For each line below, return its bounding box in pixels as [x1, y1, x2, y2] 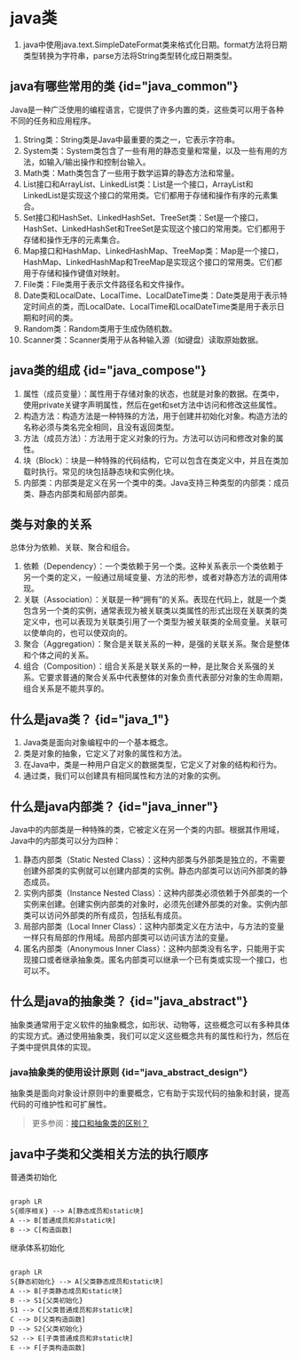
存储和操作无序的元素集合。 [22, 234, 125, 245]
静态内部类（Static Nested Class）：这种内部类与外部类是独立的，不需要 [22, 855, 286, 865]
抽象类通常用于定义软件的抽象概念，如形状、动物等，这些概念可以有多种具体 [10, 1019, 290, 1030]
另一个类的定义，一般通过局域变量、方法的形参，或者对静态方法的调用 [22, 572, 280, 583]
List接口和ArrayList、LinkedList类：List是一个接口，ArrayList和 [22, 179, 254, 189]
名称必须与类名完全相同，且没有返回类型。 [22, 422, 179, 432]
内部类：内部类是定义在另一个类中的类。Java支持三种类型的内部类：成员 [22, 477, 290, 487]
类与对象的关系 [10, 517, 92, 532]
